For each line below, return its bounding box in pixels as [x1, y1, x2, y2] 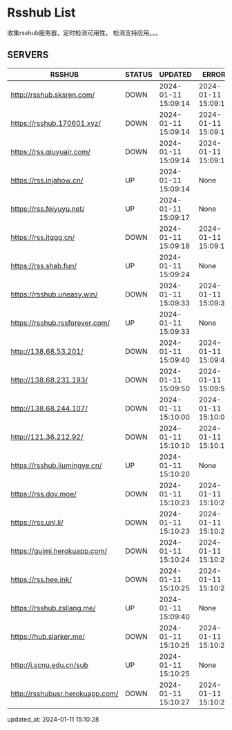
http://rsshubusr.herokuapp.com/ [10, 689, 119, 698]
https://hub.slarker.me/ [10, 631, 85, 641]
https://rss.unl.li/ [10, 517, 64, 527]
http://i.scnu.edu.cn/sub [10, 660, 88, 670]
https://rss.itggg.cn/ [10, 232, 75, 242]
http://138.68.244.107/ [10, 403, 88, 413]
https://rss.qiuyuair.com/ [10, 147, 91, 156]
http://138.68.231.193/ [10, 375, 88, 384]
